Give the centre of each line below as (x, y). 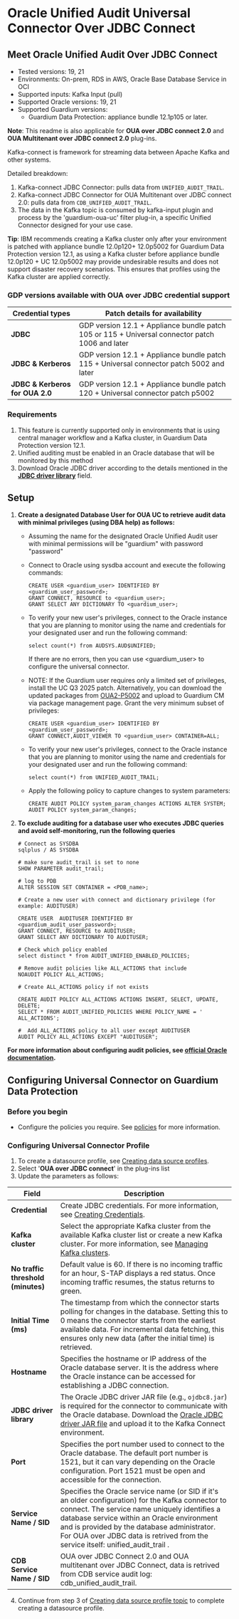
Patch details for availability (153, 313)
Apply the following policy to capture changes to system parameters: (129, 791)
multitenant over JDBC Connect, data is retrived (140, 1566)
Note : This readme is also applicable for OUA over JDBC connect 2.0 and (116, 131)
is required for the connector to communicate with (144, 1406)
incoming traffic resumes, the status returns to (137, 1282)
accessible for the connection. (111, 1480)
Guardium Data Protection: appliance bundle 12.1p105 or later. (118, 117)
